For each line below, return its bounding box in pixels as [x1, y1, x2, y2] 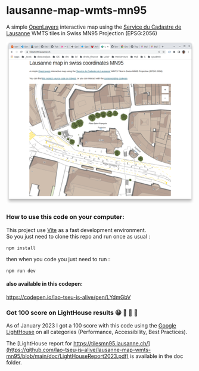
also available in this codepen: [6, 280, 83, 287]
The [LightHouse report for [6, 340, 73, 347]
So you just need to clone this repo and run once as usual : [6, 233, 151, 240]
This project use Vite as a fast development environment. [6, 226, 147, 233]
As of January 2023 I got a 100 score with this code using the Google [6, 322, 177, 329]
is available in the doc [130, 353, 184, 360]
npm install [6, 245, 36, 251]
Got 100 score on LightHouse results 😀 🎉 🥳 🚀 [6, 308, 138, 317]
